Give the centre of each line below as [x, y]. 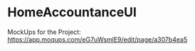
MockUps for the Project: [44, 32]
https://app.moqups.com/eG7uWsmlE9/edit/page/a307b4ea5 [97, 39]
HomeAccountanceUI [72, 12]
